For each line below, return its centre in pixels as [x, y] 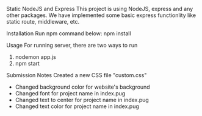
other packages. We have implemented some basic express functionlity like [101, 15]
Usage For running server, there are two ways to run [72, 45]
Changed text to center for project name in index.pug [82, 100]
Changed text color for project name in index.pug [77, 106]
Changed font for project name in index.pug [70, 93]
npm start [27, 63]
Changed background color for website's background [83, 87]
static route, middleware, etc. [43, 22]
